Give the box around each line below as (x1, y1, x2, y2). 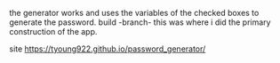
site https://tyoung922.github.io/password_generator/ (9, 43, 206, 54)
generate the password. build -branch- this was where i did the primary (9, 17, 271, 28)
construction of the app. (9, 27, 98, 36)
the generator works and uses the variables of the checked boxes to (9, 8, 260, 18)
